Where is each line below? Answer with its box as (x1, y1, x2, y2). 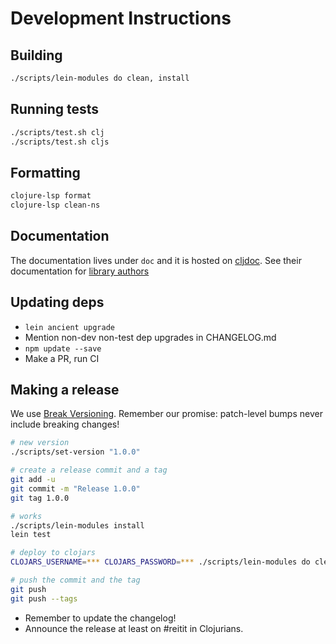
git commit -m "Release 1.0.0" (10, 483, 141, 494)
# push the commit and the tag (10, 575, 141, 586)
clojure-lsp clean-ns (10, 200, 101, 211)
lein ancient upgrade (24, 322, 115, 332)
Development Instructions (10, 7, 232, 30)
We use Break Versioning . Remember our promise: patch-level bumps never (10, 408, 323, 420)
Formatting (10, 164, 81, 181)
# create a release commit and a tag (10, 465, 168, 476)
